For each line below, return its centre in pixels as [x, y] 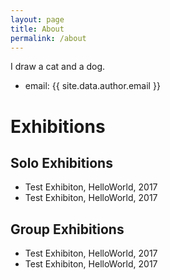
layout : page [37, 19]
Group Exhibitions [67, 229]
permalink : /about [48, 38]
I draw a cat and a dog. [58, 67]
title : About [37, 29]
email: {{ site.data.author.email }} [92, 86]
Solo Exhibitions [61, 162]
